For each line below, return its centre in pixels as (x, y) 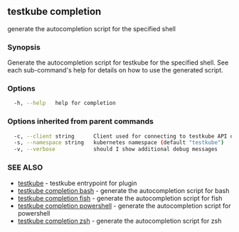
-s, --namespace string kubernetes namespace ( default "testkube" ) (119, 143)
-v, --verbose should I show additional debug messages (116, 149)
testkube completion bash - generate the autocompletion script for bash (123, 190)
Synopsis (24, 47)
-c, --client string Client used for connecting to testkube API (121, 136)
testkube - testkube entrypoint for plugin (77, 183)
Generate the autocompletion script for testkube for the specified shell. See (118, 62)
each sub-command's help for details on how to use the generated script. (115, 70)
